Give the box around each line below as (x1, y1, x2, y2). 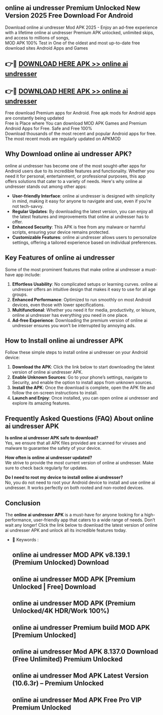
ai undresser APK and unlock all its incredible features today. (5, 528, 127, 533)
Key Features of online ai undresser (5, 254, 115, 262)
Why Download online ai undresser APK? (5, 150, 132, 158)
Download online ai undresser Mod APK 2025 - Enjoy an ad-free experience (5, 24, 158, 30)
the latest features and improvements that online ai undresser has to (12, 214, 149, 220)
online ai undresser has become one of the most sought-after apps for (5, 163, 146, 168)
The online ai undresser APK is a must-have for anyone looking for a (5, 512, 144, 518)
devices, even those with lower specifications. (12, 302, 105, 308)
